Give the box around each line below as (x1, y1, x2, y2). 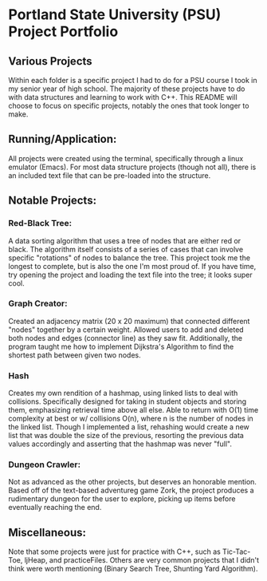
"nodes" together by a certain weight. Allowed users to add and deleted (8, 325, 245, 334)
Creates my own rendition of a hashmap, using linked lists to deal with (8, 389, 238, 398)
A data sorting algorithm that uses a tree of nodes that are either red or (8, 235, 241, 245)
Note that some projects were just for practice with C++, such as (8, 547, 221, 556)
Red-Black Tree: (8, 218, 73, 229)
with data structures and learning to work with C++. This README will (8, 93, 238, 101)
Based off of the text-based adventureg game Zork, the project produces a (8, 485, 254, 496)
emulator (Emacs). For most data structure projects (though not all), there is (8, 162, 257, 172)
